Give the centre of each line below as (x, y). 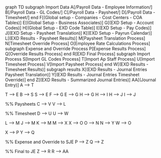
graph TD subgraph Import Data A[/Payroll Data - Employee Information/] (79, 7)
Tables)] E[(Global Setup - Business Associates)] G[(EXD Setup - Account (80, 23)
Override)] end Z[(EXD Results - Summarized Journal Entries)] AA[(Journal (81, 80)
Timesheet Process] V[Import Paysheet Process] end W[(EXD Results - (77, 64)
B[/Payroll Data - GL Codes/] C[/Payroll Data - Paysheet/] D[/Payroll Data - (80, 12)
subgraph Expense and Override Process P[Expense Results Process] (75, 49)
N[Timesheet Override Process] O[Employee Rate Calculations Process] (78, 43)
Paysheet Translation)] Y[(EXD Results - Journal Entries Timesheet (72, 75)
